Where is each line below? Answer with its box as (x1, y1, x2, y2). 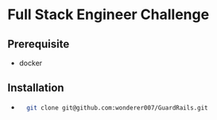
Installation (7, 81, 64, 95)
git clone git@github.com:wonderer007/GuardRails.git (26, 103, 208, 112)
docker (18, 58, 43, 68)
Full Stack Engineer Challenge (7, 6, 210, 24)
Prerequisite (7, 37, 70, 51)
